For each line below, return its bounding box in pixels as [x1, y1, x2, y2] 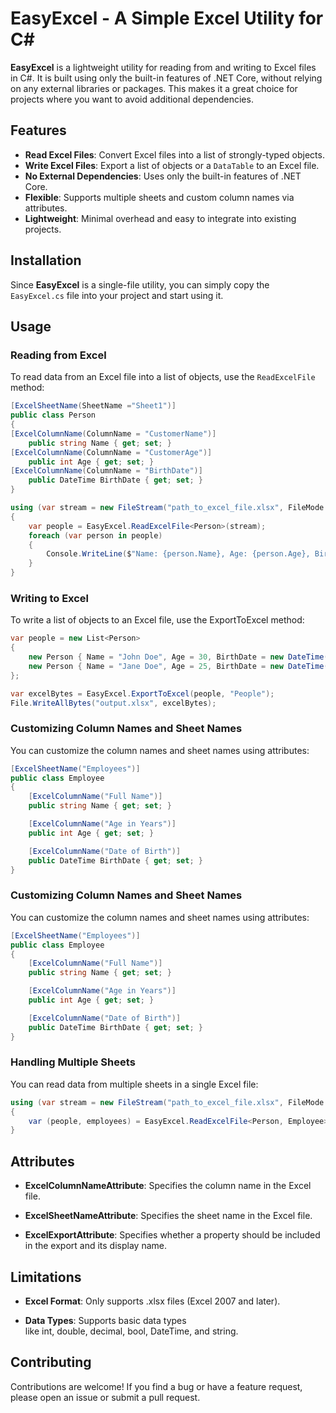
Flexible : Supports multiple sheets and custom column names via [24, 191, 295, 203]
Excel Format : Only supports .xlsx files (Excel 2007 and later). [24, 1295, 281, 1307]
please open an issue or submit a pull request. [10, 1391, 201, 1403]
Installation [10, 252, 82, 269]
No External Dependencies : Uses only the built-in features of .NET [24, 170, 302, 182]
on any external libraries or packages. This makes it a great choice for [10, 82, 298, 94]
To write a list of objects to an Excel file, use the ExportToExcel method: [10, 614, 305, 626]
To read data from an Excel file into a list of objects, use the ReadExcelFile [10, 371, 316, 383]
